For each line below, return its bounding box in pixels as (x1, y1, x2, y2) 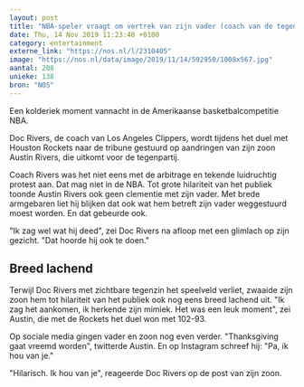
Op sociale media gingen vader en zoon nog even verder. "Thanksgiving (9, 331, 279, 342)
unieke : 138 (9, 72, 54, 81)
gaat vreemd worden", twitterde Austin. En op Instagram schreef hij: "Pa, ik (9, 341, 289, 352)
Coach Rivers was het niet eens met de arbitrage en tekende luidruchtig (9, 169, 278, 180)
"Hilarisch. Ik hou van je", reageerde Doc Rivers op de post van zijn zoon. (9, 368, 282, 379)
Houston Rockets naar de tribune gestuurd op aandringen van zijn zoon (9, 142, 276, 153)
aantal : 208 (9, 64, 54, 73)
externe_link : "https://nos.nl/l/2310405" (9, 47, 172, 56)
